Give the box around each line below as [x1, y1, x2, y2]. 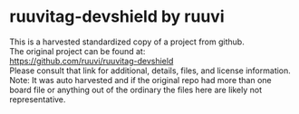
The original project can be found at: [9, 45, 146, 56]
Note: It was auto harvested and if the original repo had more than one [9, 74, 272, 85]
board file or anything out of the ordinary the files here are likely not [9, 84, 263, 95]
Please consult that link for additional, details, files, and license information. [9, 65, 292, 76]
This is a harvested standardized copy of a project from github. [9, 36, 245, 47]
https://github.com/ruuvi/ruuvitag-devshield [9, 55, 174, 66]
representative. [9, 93, 66, 105]
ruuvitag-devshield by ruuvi [9, 6, 225, 27]
